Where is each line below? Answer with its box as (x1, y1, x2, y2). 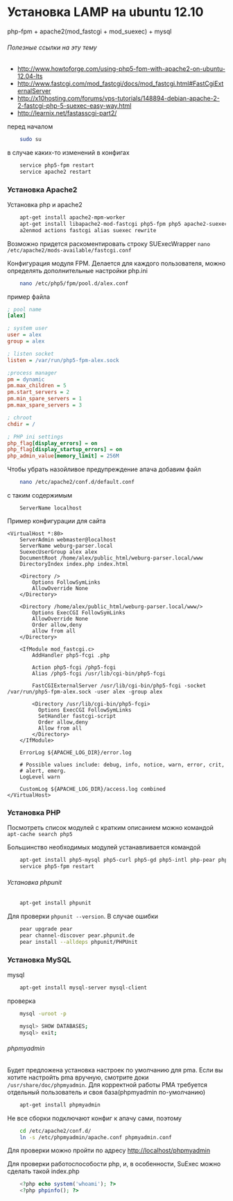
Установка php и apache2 (7, 201, 83, 209)
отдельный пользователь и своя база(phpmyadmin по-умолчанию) (7, 1088, 206, 1096)
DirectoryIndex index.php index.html (19, 561, 129, 568)
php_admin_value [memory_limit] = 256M (7, 452, 119, 459)
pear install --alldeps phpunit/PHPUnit (19, 938, 138, 945)
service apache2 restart (19, 168, 92, 175)
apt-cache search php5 (7, 831, 73, 838)
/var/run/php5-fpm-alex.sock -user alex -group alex (7, 689, 163, 696)
